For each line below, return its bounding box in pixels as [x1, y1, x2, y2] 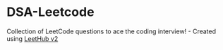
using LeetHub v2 [6, 34, 59, 42]
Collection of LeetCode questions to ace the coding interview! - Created [6, 27, 217, 35]
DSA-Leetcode [6, 4, 95, 20]
